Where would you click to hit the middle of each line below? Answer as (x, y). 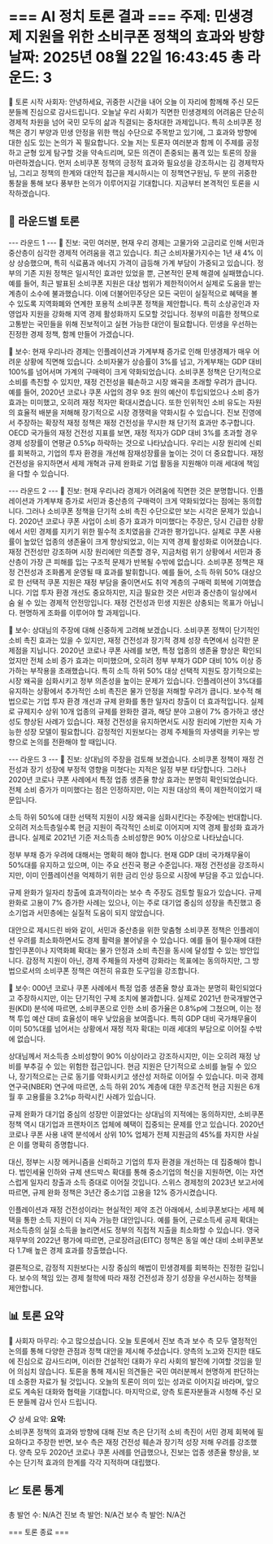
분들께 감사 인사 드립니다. (57, 1402)
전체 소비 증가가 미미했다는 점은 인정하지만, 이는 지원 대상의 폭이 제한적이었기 (131, 789)
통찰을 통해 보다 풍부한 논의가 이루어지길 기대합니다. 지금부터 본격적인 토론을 (130, 183)
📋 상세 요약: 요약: (37, 1419)
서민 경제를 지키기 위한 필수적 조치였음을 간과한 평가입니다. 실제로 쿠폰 (135, 531)
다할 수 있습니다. (43, 473)
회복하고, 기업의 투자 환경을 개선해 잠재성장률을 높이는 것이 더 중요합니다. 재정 (140, 453)
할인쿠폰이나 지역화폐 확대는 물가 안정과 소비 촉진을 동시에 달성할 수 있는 (123, 950)
